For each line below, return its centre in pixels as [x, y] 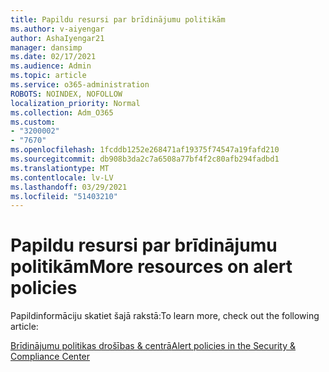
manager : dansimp [46, 47]
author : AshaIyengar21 [57, 38]
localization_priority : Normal [75, 103]
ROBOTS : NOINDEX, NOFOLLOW [66, 94]
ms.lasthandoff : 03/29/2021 [69, 187]
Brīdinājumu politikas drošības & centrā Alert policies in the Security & [153, 346]
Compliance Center [50, 357]
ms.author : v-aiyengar [57, 29]
